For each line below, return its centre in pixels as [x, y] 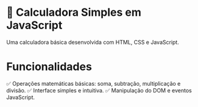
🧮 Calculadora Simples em [74, 12]
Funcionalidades [49, 67]
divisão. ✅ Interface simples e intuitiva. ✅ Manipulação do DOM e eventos [99, 90]
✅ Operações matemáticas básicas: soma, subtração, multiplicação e [94, 83]
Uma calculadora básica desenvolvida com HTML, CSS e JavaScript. [93, 42]
